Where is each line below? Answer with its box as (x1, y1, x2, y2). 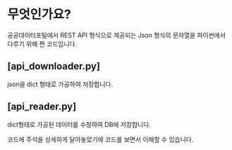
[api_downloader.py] (7, 60, 101, 72)
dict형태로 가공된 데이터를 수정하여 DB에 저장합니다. (7, 120, 152, 128)
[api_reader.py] (7, 101, 77, 113)
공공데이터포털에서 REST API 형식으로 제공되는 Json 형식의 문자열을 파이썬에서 (7, 31, 226, 39)
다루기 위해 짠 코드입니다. (7, 39, 78, 48)
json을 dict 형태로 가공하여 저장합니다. (7, 80, 114, 88)
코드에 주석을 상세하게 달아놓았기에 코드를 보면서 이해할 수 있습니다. (7, 135, 194, 144)
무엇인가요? (7, 6, 72, 22)
